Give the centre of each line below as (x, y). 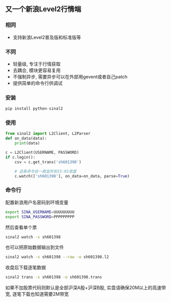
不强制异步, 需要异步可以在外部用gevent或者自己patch (70, 76)
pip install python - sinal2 (34, 109)
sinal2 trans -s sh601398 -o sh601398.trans (54, 277)
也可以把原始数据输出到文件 (35, 247)
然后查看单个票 (21, 227)
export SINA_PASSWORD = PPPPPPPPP (40, 217)
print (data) (27, 143)
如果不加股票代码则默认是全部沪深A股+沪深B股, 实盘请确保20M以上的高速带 (86, 288)
